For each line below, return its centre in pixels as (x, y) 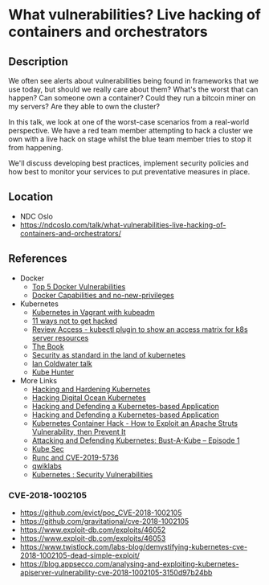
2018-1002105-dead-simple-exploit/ (80, 555)
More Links (39, 380)
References (38, 259)
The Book (48, 346)
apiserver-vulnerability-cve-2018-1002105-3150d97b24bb (116, 572)
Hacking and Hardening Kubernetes (91, 389)
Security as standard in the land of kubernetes (109, 354)
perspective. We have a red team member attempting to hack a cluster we (130, 131)
